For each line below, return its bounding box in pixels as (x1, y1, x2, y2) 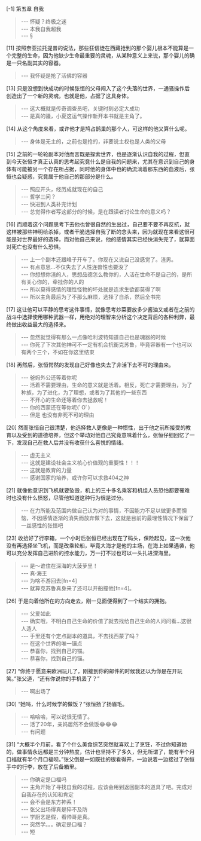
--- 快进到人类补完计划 (20, 201, 78, 207)
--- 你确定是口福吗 (20, 776, 67, 783)
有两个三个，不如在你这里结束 (20, 348, 95, 356)
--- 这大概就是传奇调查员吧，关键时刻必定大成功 (20, 105, 141, 112)
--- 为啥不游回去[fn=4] (20, 577, 78, 584)
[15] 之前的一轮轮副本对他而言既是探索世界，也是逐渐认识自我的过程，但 (6, 151, 185, 157)
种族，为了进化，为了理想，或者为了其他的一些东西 (20, 389, 147, 396)
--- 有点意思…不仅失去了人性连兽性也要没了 (20, 264, 129, 270)
